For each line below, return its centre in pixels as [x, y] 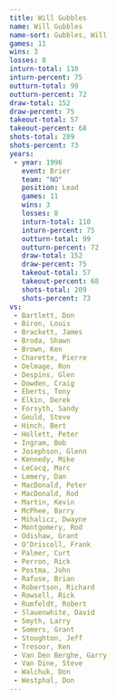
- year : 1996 [38, 162]
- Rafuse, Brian [44, 578]
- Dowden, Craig [44, 383]
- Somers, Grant [44, 630]
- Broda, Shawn [42, 341]
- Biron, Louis [42, 324]
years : [22, 154]
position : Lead [50, 188]
